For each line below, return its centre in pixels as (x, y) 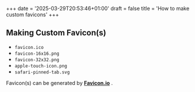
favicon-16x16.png (37, 54)
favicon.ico (29, 47)
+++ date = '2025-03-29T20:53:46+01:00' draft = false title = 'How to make (98, 8)
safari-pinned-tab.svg (42, 72)
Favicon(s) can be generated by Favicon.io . (60, 83)
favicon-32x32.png (37, 60)
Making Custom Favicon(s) (56, 33)
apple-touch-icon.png (41, 66)
